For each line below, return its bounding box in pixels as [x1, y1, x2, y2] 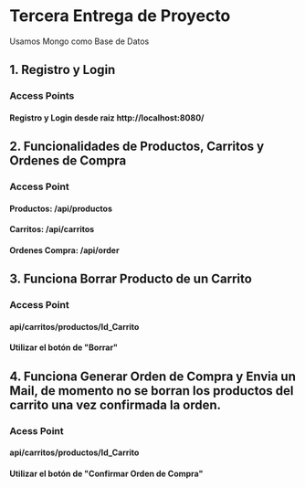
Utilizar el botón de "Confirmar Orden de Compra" [9, 468, 204, 479]
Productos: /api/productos [9, 203, 112, 214]
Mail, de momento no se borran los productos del [9, 383, 294, 398]
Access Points [9, 90, 75, 102]
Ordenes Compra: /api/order [9, 244, 121, 256]
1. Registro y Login [9, 62, 116, 78]
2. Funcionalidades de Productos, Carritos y [9, 139, 265, 154]
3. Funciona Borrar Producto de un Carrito [9, 271, 253, 287]
